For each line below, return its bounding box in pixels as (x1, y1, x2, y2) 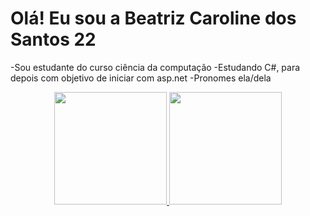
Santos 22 (10, 28, 97, 51)
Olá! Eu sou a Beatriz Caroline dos (10, 7, 297, 30)
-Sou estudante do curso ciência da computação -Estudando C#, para (10, 61, 301, 73)
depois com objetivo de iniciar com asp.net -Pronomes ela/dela (10, 72, 272, 84)
